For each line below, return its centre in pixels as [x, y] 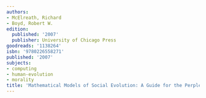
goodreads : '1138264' [34, 46]
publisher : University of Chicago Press [64, 40]
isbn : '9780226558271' [35, 52]
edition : [17, 29]
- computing [21, 68]
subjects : [19, 63]
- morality [20, 80]
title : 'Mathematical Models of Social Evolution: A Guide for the [94, 86]
